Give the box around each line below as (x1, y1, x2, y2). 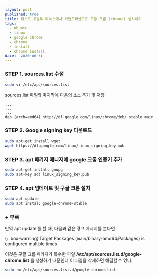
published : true (5, 12, 39, 17)
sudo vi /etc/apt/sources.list (5, 82, 70, 87)
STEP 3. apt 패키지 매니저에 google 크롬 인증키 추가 (5, 156, 122, 163)
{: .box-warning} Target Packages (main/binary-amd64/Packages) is (5, 235, 145, 241)
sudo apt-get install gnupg (5, 167, 63, 172)
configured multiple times (5, 241, 57, 247)
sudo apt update (5, 196, 39, 201)
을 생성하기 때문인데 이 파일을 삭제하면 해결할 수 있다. (30, 257, 133, 263)
